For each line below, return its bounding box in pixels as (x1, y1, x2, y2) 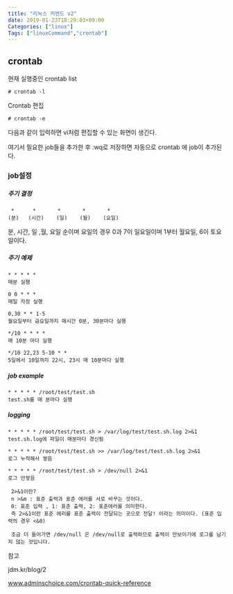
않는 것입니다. (15, 538, 51, 545)
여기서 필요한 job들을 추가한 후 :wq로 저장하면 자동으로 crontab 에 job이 (8, 143, 204, 151)
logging (8, 411, 31, 419)
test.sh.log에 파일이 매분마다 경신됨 (8, 435, 104, 443)
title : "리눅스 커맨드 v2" (8, 10, 77, 17)
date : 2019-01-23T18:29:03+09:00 (8, 17, 105, 24)
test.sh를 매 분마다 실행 (8, 396, 73, 403)
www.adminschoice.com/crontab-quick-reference (8, 579, 151, 587)
